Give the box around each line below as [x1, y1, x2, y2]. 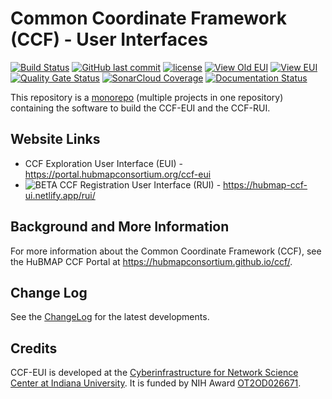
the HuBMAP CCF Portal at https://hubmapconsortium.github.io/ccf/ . [10, 255, 293, 267]
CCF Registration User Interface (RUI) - [59, 178, 222, 191]
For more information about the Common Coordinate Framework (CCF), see [10, 245, 322, 257]
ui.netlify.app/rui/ [24, 189, 96, 201]
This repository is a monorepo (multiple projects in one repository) [10, 91, 284, 103]
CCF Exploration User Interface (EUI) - [24, 157, 183, 169]
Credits [10, 340, 58, 357]
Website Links [10, 131, 101, 148]
